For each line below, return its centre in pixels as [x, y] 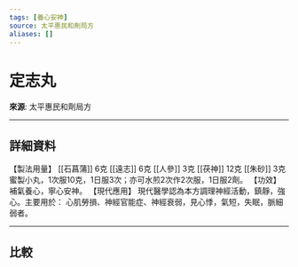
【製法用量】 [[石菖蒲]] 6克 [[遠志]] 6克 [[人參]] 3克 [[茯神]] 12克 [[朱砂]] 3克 [148, 169]
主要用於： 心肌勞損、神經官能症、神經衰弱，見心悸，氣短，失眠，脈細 [154, 202]
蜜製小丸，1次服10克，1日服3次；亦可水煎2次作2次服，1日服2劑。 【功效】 [145, 180]
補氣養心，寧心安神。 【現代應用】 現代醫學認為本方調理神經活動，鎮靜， [143, 191]
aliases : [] [31, 34]
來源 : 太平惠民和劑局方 [50, 106]
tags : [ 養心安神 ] [39, 17]
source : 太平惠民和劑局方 [52, 26]
